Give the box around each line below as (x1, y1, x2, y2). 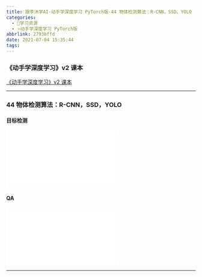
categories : (6, 14, 36, 21)
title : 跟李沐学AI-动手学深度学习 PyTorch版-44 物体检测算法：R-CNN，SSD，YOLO (6, 8, 192, 15)
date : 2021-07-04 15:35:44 (6, 37, 74, 43)
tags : (6, 43, 20, 49)
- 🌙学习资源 (11, 20, 38, 26)
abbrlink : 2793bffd (6, 31, 55, 37)
